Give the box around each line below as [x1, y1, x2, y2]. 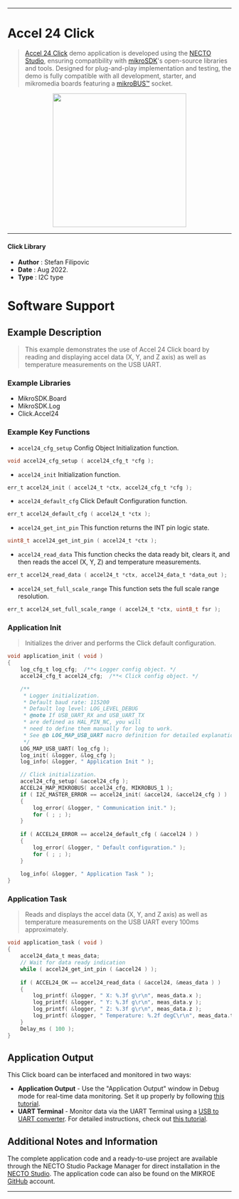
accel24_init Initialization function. [17, 470, 121, 478]
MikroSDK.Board [17, 394, 67, 403]
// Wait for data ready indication [20, 959, 126, 967]
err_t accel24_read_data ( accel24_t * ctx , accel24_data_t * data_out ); [7, 572, 228, 579]
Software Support [7, 298, 115, 314]
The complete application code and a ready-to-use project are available [7, 1154, 218, 1163]
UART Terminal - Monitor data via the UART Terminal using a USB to [17, 1107, 219, 1116]
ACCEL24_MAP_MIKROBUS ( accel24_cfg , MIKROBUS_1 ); [20, 785, 174, 792]
